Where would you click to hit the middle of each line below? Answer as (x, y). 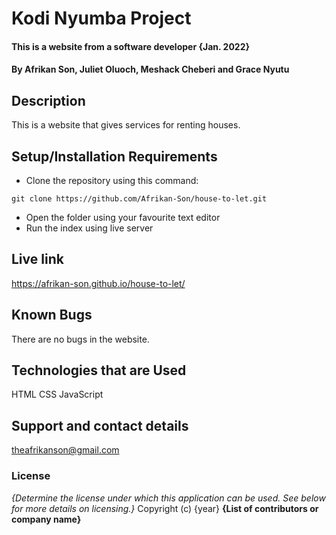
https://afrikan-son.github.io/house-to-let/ (98, 283)
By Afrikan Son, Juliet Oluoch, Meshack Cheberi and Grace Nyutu (150, 69)
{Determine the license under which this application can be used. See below (168, 498)
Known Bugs (52, 315)
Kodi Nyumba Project (101, 18)
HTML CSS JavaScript (57, 394)
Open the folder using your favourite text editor (123, 217)
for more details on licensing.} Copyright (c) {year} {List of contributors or (165, 508)
